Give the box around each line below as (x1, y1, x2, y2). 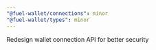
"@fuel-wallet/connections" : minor (6, 10, 109, 17)
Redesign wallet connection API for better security (6, 35, 149, 43)
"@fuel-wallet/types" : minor (6, 16, 90, 23)
